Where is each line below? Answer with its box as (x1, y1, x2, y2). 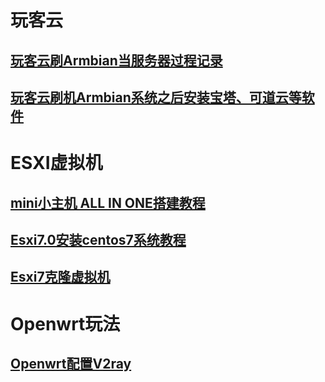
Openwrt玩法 (10, 312, 121, 335)
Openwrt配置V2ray (10, 355, 132, 372)
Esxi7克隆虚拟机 (10, 269, 111, 286)
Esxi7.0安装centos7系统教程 (10, 231, 187, 248)
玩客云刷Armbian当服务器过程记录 (10, 52, 223, 69)
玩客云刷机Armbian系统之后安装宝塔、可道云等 (10, 89, 302, 106)
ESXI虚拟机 (10, 152, 103, 175)
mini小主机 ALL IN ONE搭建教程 (10, 194, 206, 211)
